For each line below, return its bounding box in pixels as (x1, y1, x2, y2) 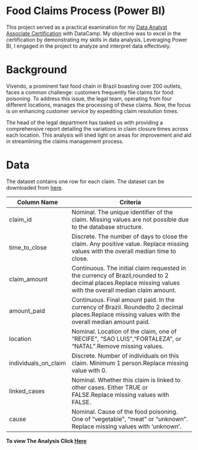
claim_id (9, 215, 32, 223)
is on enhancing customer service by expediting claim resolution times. (6, 107, 179, 114)
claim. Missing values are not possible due (71, 215, 189, 223)
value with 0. (71, 366, 107, 375)
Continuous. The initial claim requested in (71, 264, 186, 272)
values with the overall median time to (71, 247, 177, 255)
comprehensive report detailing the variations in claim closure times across (6, 125, 189, 132)
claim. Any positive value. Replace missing (71, 240, 189, 248)
